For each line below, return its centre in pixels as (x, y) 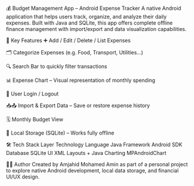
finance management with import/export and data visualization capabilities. (96, 29)
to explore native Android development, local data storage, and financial (92, 170)
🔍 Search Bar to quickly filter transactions (57, 66)
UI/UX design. (23, 177)
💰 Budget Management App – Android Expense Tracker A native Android (94, 8)
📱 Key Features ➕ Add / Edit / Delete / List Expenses (68, 40)
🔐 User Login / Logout (32, 94)
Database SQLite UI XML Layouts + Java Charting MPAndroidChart (86, 153)
